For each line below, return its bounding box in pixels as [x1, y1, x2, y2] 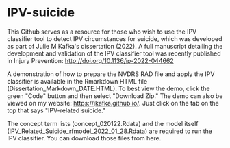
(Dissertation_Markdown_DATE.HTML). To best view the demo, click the [7, 84, 210, 92]
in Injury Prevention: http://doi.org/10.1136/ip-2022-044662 [7, 56, 175, 64]
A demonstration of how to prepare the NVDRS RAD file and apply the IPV [7, 70, 215, 78]
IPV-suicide [7, 5, 75, 21]
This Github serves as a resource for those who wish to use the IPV [7, 27, 197, 36]
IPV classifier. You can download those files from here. [7, 134, 162, 142]
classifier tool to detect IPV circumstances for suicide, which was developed [7, 34, 222, 42]
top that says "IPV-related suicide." [7, 106, 106, 114]
